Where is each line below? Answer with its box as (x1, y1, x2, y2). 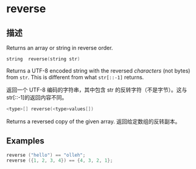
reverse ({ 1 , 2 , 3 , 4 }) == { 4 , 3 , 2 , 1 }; (6, 157, 113, 164)
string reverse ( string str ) (6, 56, 80, 62)
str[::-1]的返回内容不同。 (6, 93, 68, 101)
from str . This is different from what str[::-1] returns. (6, 73, 144, 81)
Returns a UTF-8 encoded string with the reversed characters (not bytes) (6, 67, 191, 74)
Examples (6, 136, 44, 146)
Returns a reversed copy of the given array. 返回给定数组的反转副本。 (6, 118, 181, 125)
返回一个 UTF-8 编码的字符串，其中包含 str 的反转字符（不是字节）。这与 (6, 86, 187, 93)
